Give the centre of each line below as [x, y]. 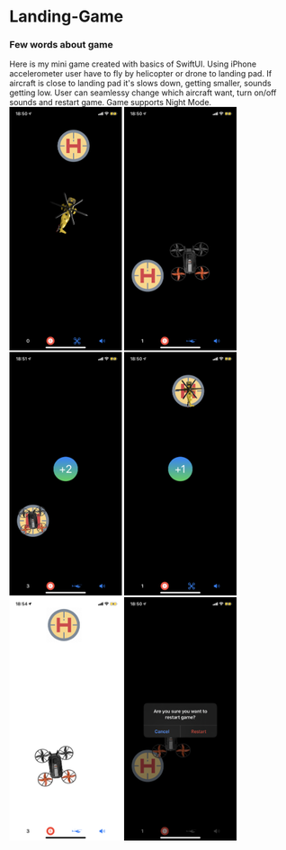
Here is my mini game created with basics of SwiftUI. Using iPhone [133, 64]
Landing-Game [67, 17]
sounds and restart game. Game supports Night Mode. [111, 103]
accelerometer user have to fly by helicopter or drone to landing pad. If [141, 74]
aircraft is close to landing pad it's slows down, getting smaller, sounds [140, 84]
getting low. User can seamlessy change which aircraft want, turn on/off [143, 93]
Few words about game [62, 45]
